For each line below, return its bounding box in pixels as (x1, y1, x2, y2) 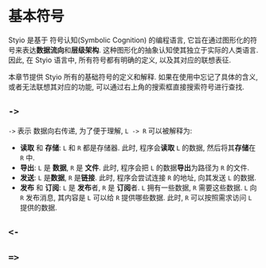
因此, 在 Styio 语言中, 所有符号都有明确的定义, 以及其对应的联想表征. (8, 55, 232, 65)
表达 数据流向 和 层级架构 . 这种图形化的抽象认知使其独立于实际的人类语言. (22, 45, 259, 54)
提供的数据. (19, 203, 57, 212)
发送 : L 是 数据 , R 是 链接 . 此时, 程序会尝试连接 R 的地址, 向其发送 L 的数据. (19, 172, 257, 182)
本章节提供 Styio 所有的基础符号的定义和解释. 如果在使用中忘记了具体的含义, (8, 72, 259, 81)
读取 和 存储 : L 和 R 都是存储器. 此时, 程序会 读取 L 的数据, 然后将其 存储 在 (19, 143, 256, 152)
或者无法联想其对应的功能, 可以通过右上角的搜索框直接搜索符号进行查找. (8, 81, 245, 92)
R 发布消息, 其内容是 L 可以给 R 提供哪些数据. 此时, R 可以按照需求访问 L (19, 192, 252, 202)
